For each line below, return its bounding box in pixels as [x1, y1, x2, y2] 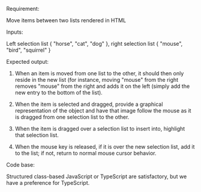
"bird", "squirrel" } [6, 46, 51, 54]
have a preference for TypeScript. [6, 179, 90, 186]
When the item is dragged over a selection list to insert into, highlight [14, 125, 185, 132]
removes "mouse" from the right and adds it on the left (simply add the [14, 82, 190, 90]
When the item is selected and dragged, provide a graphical [14, 101, 163, 108]
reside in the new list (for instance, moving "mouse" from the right [14, 76, 179, 83]
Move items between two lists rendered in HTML [6, 17, 127, 23]
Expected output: [6, 58, 49, 65]
